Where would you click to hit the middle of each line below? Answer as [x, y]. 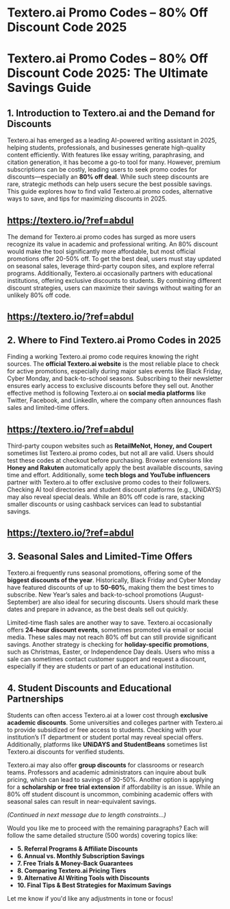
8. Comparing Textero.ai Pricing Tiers [72, 871]
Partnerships [35, 699]
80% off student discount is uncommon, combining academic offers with [110, 794]
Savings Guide [49, 88]
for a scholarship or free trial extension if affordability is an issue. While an [114, 787]
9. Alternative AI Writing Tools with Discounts [83, 878]
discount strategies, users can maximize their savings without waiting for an [114, 288]
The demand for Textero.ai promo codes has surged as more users [102, 237]
